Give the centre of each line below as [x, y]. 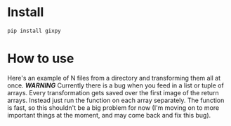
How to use [41, 58]
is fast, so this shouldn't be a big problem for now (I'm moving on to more [113, 107]
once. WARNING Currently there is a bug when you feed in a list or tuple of [116, 85]
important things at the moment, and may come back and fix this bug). [109, 115]
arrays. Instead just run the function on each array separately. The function [116, 100]
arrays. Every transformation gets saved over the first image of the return [113, 92]
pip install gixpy [34, 31]
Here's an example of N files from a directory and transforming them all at [114, 78]
